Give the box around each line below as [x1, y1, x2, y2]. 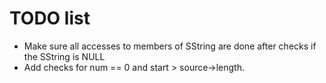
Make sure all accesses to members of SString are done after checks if [23, 40, 317, 52]
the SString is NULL [23, 50, 106, 62]
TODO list [9, 7, 91, 30]
